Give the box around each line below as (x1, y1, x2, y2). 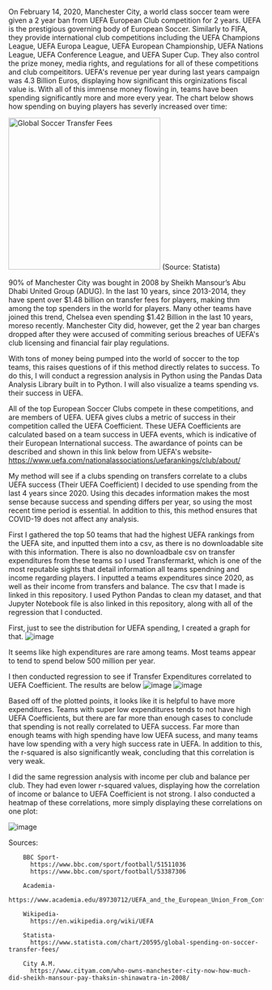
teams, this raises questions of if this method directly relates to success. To (8, 362, 261, 372)
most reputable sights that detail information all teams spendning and (8, 565, 240, 574)
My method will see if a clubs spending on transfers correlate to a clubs (8, 472, 248, 480)
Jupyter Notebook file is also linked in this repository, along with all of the (8, 599, 253, 608)
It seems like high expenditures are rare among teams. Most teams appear (8, 647, 257, 657)
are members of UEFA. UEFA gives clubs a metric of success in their (8, 412, 236, 422)
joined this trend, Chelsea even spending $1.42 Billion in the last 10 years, (8, 312, 253, 322)
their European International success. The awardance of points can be (8, 438, 243, 448)
